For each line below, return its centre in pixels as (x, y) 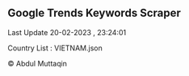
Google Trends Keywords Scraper (94, 13)
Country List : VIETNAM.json (55, 48)
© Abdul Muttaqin (38, 63)
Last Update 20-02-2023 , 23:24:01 (67, 32)
